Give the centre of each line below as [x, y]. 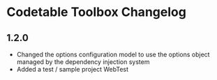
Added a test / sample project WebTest [73, 69]
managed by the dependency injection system [83, 62]
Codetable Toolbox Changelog [96, 12]
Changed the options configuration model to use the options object [113, 54]
